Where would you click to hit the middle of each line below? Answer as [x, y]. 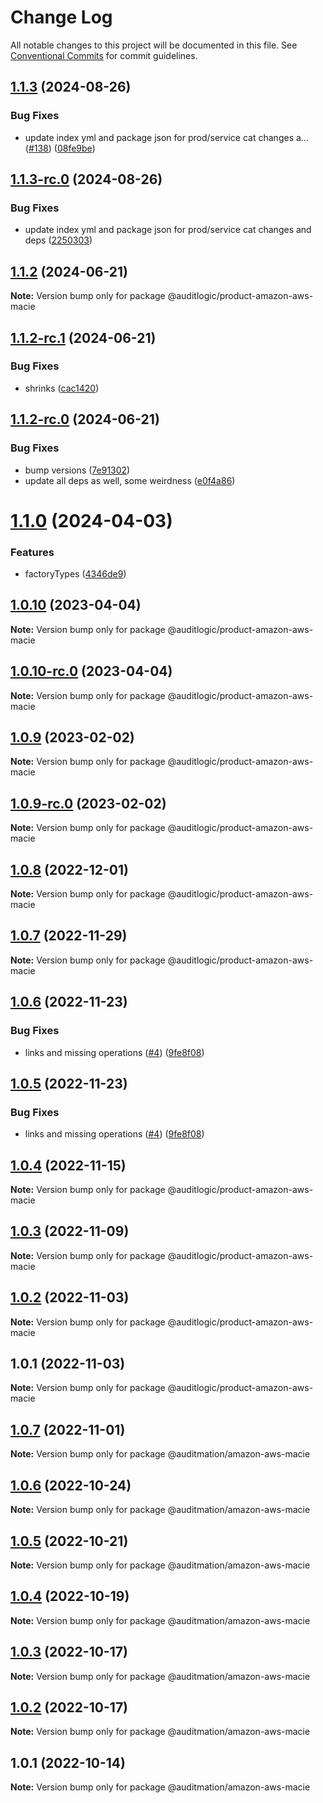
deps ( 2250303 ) [58, 240]
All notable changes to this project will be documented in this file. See [154, 45]
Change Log [61, 17]
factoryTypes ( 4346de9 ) [75, 573]
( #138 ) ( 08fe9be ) [60, 148]
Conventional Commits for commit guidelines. [104, 55]
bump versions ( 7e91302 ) [77, 470]
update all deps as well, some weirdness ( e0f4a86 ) [130, 480]
